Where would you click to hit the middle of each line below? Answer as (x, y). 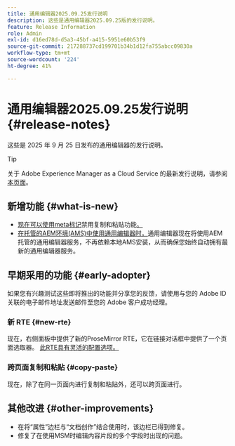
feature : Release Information (52, 27)
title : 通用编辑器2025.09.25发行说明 (58, 14)
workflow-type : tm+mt (39, 53)
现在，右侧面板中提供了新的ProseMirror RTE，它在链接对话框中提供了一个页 (117, 339)
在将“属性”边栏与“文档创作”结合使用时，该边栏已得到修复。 (103, 426)
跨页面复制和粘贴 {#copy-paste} (62, 367)
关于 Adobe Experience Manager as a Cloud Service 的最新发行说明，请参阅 (117, 173)
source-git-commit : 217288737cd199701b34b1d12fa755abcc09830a (100, 46)
